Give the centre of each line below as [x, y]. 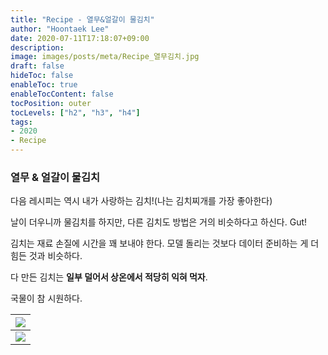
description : [37, 47]
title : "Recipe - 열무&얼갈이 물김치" [82, 19]
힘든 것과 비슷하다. [46, 256]
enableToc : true [44, 85]
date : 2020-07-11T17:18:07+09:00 [80, 38]
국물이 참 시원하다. [46, 298]
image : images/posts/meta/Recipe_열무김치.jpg [105, 57]
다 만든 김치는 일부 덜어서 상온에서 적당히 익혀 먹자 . [109, 277]
